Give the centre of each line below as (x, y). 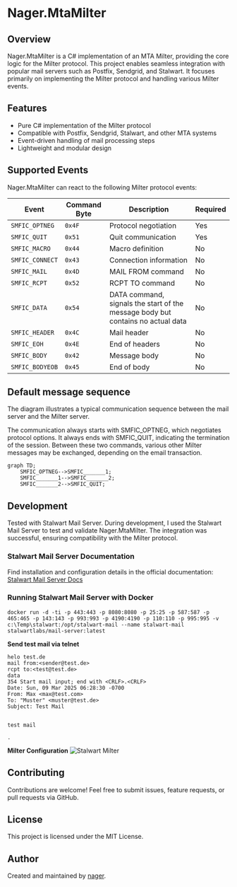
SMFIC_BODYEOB (35, 367)
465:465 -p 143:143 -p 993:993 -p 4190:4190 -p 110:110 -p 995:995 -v (113, 618)
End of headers (135, 344)
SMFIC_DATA (29, 308)
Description (149, 209)
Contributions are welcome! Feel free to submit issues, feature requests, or (116, 789)
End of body (129, 367)
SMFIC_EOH (27, 344)
